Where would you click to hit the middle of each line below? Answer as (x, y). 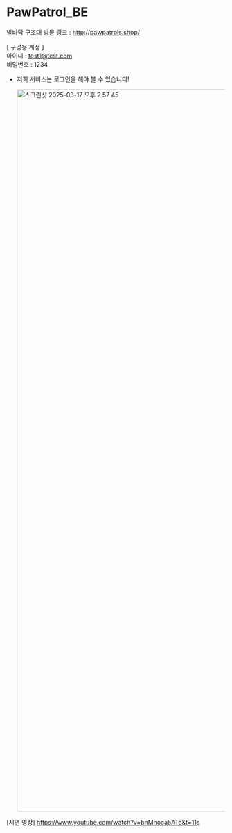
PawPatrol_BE (47, 12)
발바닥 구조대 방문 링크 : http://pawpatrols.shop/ (73, 32)
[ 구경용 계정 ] (25, 47)
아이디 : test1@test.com (39, 56)
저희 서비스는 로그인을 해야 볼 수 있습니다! (73, 79)
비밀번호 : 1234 (27, 64)
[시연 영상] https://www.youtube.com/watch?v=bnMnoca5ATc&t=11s (103, 822)
